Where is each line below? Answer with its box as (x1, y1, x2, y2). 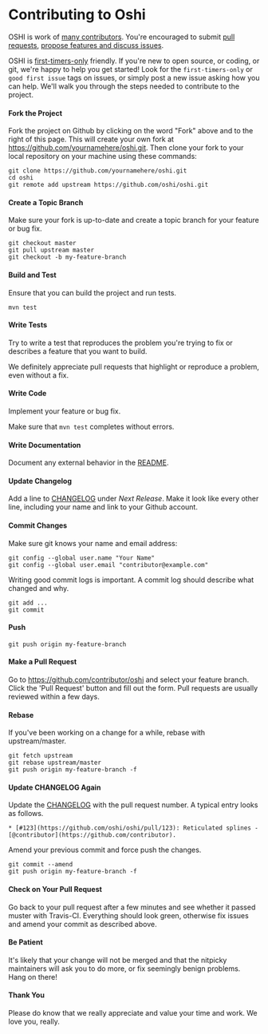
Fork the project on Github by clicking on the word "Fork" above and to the (8, 126, 254, 136)
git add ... (8, 599, 48, 607)
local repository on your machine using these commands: (8, 152, 197, 161)
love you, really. (8, 1016, 60, 1026)
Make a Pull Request (8, 657, 77, 667)
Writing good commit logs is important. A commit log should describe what (8, 575, 254, 584)
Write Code (8, 389, 47, 398)
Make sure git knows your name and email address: (8, 538, 178, 548)
